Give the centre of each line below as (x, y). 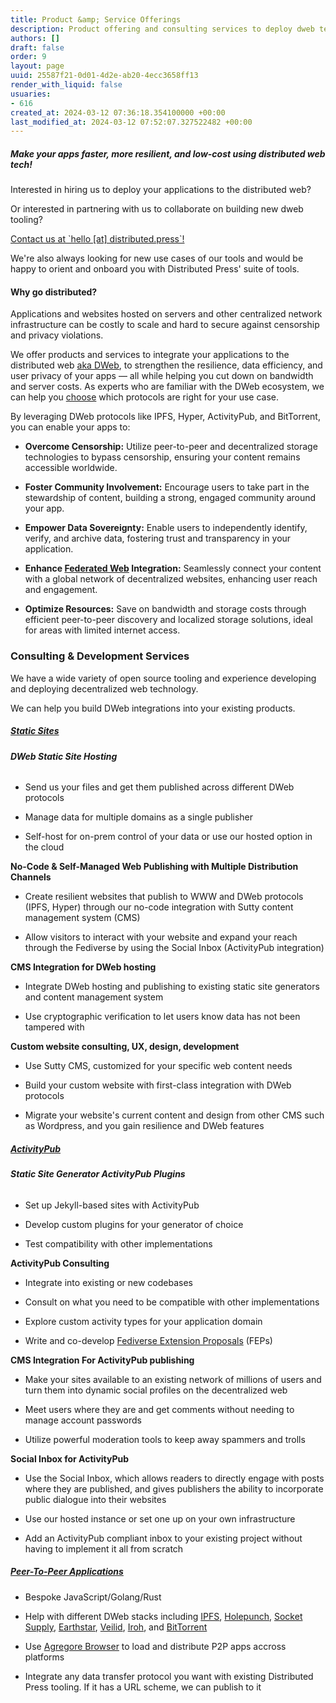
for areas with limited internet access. (102, 630)
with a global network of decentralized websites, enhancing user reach (171, 579)
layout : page (37, 66)
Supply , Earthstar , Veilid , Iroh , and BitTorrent (116, 1627)
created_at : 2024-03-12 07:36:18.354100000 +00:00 (118, 112)
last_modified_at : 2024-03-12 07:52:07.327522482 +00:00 (131, 122)
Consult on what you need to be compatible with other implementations (172, 1302)
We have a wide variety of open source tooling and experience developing (163, 678)
